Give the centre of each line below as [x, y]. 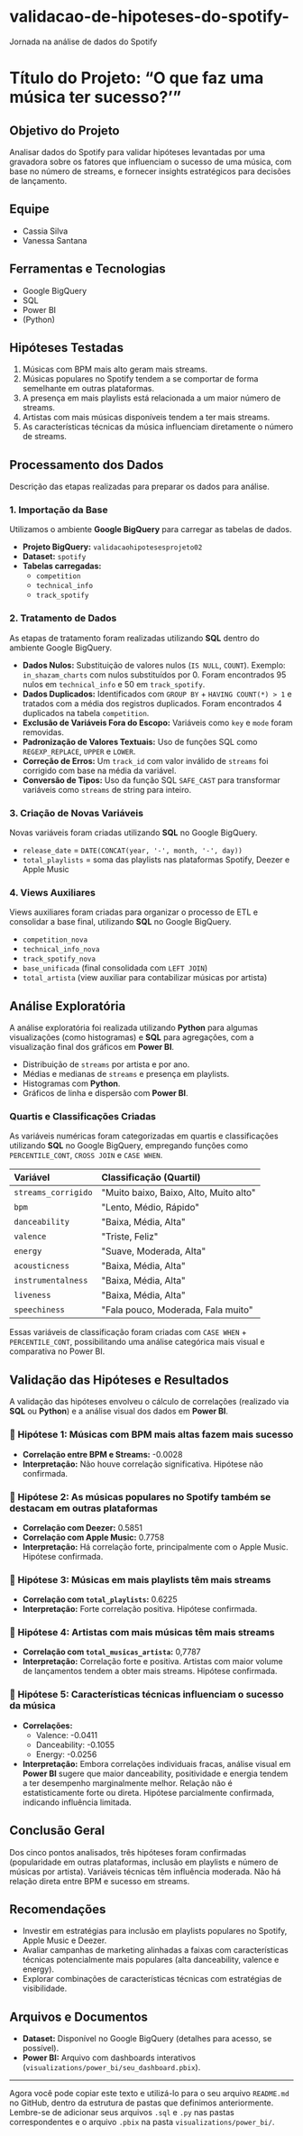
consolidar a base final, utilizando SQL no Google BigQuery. [120, 922]
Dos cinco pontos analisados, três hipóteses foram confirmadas [128, 1852]
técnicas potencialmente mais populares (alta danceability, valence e [151, 1960]
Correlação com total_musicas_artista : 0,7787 [111, 1652]
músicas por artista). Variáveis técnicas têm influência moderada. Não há [145, 1871]
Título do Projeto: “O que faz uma [137, 78]
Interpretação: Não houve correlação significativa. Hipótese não [142, 1464]
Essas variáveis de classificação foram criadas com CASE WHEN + [129, 1332]
